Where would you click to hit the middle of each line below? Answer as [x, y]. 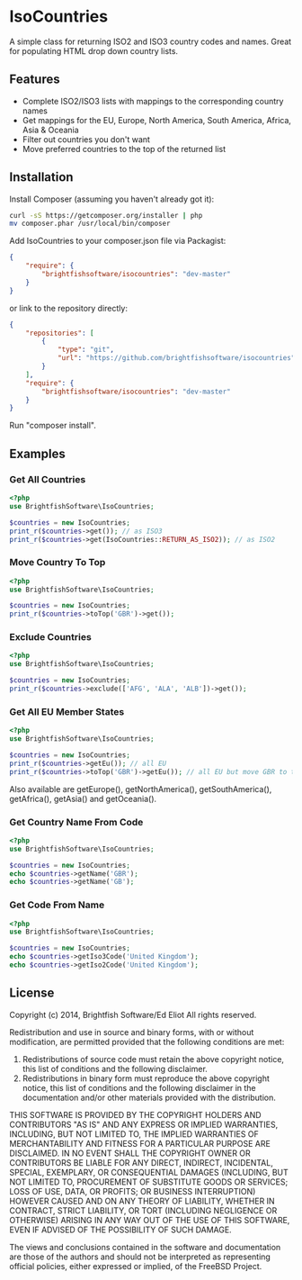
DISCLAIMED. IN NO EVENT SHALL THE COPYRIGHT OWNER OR [130, 1153]
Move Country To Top [58, 563]
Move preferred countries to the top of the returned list [124, 149]
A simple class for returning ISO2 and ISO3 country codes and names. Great [151, 41]
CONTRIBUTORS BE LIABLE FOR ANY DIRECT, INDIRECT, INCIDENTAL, [142, 1162]
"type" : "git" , [86, 350]
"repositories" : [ [60, 333]
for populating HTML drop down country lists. [93, 50]
